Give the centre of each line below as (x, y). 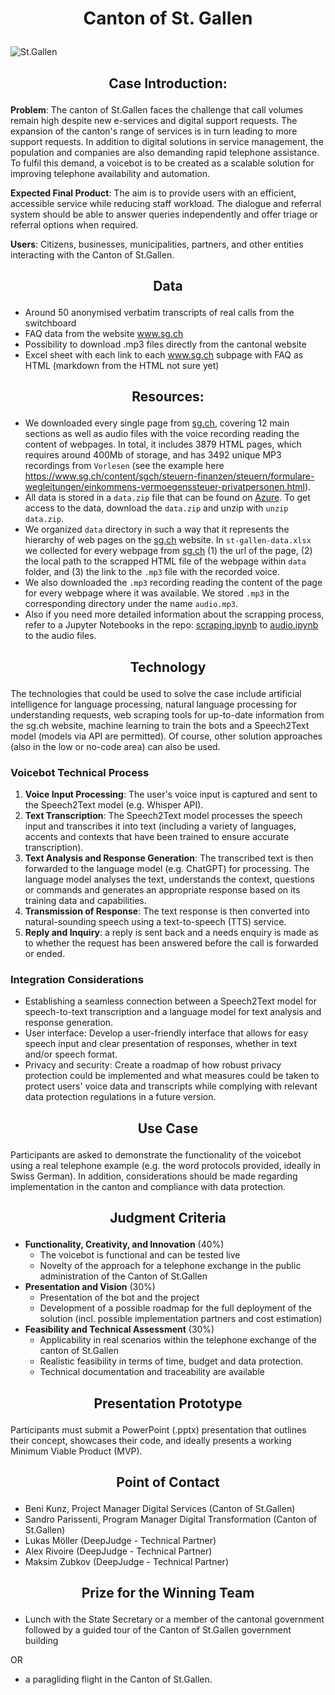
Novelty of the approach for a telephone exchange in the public (170, 1266)
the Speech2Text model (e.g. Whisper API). (114, 805)
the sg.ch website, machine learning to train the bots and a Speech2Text (160, 725)
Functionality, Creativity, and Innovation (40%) (124, 1244)
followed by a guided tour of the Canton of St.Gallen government (158, 1630)
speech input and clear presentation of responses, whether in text (161, 1044)
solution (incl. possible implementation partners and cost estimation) (181, 1319)
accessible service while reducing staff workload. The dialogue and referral (166, 203)
